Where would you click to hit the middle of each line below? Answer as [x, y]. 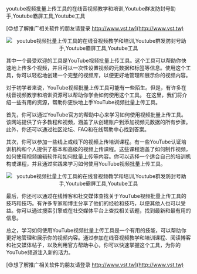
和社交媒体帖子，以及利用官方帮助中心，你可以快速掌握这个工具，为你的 [93, 245]
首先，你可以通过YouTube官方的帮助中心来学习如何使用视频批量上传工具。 [96, 115]
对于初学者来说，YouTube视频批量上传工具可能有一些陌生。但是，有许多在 [96, 88]
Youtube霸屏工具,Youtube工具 [49, 16]
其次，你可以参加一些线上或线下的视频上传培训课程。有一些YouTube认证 [94, 142]
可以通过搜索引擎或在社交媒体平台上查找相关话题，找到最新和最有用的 [106, 210]
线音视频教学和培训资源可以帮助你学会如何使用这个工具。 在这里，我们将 [94, 95]
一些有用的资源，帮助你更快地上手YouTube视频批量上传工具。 [86, 102]
